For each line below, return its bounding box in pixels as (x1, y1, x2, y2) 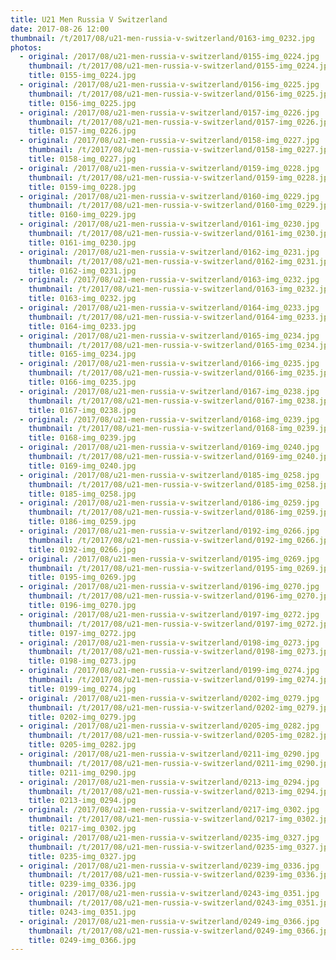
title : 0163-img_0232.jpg (28, 294, 137, 304)
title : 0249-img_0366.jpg (28, 935, 137, 945)
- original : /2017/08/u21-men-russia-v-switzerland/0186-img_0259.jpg (19, 498, 320, 508)
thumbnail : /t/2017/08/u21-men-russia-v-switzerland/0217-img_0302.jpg (28, 814, 333, 825)
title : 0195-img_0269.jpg (28, 572, 137, 583)
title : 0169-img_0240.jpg (28, 461, 137, 471)
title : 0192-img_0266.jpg (28, 544, 137, 555)
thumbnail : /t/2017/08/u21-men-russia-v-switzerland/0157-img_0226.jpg (28, 117, 333, 127)
